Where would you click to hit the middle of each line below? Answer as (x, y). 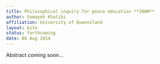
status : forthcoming (31, 33)
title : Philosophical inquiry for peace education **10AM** (81, 11)
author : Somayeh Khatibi (36, 17)
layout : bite (22, 28)
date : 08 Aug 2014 (28, 38)
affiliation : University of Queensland (54, 22)
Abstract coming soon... (35, 55)
